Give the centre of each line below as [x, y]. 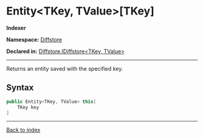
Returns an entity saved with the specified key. [65, 68]
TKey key [28, 107]
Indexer [16, 28]
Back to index [23, 130]
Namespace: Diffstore [34, 39]
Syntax [20, 88]
